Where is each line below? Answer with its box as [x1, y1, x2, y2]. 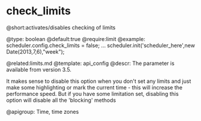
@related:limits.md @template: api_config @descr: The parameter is [6, 60, 175, 67]
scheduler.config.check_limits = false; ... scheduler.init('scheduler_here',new [6, 42, 195, 49]
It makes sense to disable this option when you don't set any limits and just [6, 77, 191, 85]
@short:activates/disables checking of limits [6, 24, 116, 31]
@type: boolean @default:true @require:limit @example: [6, 35, 146, 42]
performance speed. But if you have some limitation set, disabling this [6, 90, 179, 97]
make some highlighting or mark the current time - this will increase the [6, 83, 183, 91]
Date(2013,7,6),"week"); [6, 48, 65, 55]
